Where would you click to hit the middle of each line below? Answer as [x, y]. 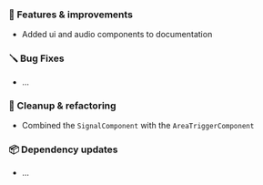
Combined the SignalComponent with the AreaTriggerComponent [138, 125]
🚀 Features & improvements [71, 15]
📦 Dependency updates [64, 149]
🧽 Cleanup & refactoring [62, 106]
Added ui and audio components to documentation [117, 35]
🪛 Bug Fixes [36, 58]
